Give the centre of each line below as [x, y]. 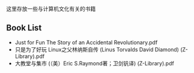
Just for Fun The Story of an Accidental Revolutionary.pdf [86, 42]
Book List [24, 28]
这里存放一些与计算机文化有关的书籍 [51, 9]
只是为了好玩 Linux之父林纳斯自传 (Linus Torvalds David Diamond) [97, 49]
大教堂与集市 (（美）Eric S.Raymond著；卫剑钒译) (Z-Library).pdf [94, 63]
